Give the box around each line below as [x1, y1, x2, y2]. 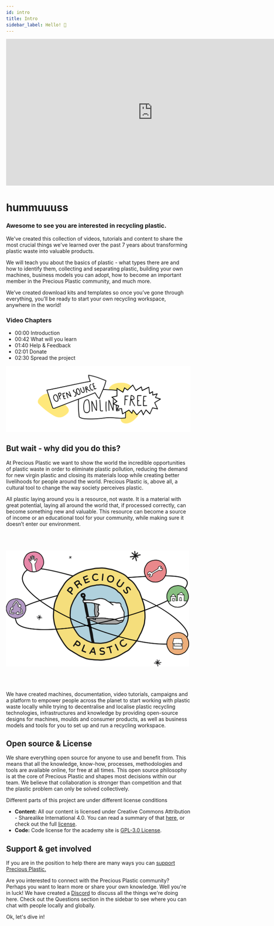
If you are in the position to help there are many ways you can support [6, 860, 176, 867]
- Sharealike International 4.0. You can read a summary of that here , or [14, 815, 185, 822]
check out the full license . [14, 820, 77, 827]
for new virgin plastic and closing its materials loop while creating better [6, 471, 180, 478]
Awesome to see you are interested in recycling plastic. [6, 222, 167, 230]
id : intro [6, 9, 30, 15]
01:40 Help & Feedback [14, 342, 71, 349]
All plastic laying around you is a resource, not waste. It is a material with [6, 495, 181, 502]
